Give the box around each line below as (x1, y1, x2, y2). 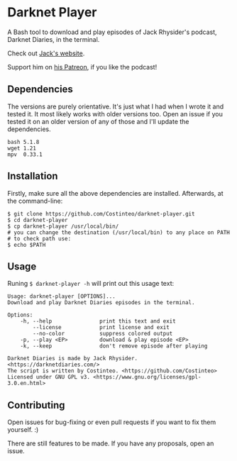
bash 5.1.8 (7, 138, 40, 145)
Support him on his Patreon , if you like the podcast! (7, 62, 158, 71)
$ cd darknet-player (7, 216, 69, 223)
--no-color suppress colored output (33, 331, 173, 338)
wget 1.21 (7, 145, 37, 152)
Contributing (7, 399, 65, 411)
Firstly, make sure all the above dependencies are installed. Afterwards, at (7, 189, 224, 197)
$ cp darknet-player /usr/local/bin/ (7, 223, 119, 230)
